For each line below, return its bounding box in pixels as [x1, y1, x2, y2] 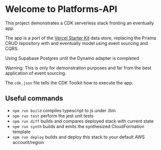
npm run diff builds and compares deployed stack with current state [12, 118, 154, 124]
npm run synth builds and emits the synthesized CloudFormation [12, 123, 145, 129]
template [12, 129, 31, 135]
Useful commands [5, 94, 63, 103]
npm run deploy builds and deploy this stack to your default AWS [12, 134, 145, 140]
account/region [12, 139, 44, 145]
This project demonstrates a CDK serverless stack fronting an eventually [5, 20, 155, 26]
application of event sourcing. [5, 70, 66, 76]
